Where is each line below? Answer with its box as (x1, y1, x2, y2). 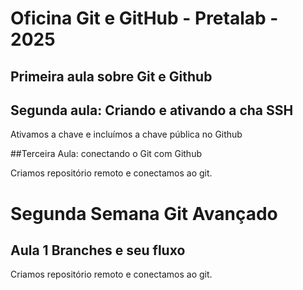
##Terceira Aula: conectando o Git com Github (10, 148, 202, 160)
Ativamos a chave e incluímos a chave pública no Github (10, 128, 243, 141)
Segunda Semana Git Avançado (10, 202, 278, 225)
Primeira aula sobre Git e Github (10, 68, 213, 85)
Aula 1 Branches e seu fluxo (10, 242, 186, 259)
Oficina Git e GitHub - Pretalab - (10, 7, 279, 30)
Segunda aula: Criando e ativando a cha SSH (10, 102, 294, 119)
